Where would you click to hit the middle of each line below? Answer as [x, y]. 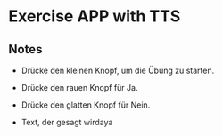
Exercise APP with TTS [95, 16]
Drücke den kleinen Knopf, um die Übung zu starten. [118, 70]
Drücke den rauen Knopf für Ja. [79, 88]
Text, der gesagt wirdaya [67, 122]
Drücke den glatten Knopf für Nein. [86, 105]
